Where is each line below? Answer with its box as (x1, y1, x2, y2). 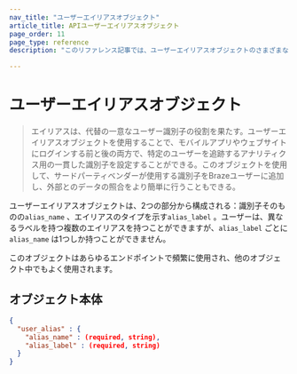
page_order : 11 (9, 29, 66, 38)
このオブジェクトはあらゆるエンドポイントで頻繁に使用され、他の (9, 252, 251, 263)
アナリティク (239, 148, 286, 159)
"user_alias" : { (17, 324, 82, 333)
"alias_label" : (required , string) (25, 341, 161, 350)
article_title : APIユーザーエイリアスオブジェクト (9, 21, 180, 30)
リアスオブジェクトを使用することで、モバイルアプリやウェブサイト (38, 137, 287, 147)
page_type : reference (9, 37, 90, 47)
